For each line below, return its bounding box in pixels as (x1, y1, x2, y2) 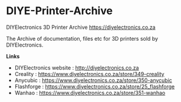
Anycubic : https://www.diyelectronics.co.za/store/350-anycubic (14, 77, 173, 84)
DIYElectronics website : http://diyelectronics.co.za (14, 64, 139, 71)
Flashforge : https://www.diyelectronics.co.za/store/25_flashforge (14, 83, 175, 90)
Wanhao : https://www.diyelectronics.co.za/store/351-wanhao (14, 89, 166, 96)
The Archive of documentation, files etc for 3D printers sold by (6, 35, 158, 42)
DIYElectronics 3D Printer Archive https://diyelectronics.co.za (6, 24, 156, 31)
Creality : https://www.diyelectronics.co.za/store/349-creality (14, 70, 164, 77)
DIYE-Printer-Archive (6, 4, 113, 18)
